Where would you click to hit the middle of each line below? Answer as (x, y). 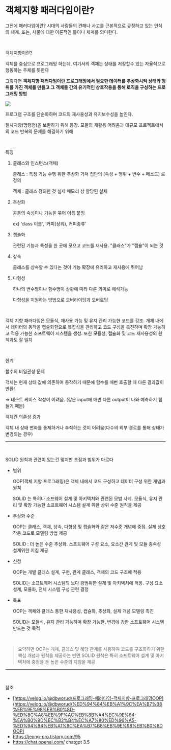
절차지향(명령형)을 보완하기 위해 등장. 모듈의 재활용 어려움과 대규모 (72, 125)
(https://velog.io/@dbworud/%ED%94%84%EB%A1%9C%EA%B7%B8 (87, 704)
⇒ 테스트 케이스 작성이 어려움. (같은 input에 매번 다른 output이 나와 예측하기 (81, 399)
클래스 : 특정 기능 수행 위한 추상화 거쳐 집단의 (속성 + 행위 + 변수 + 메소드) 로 (89, 174)
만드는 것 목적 (26, 628)
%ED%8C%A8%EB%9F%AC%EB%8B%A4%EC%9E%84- (75, 715)
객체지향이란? (19, 53)
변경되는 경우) (19, 434)
